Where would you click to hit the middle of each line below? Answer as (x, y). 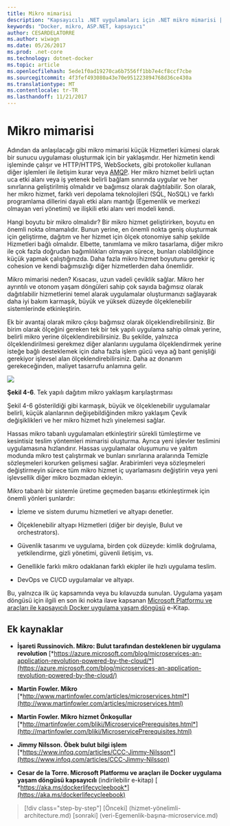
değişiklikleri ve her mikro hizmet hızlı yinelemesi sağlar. (87, 420)
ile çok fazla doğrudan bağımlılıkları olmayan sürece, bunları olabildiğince (111, 251)
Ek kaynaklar (35, 629)
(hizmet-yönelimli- (155, 808)
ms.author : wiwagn (33, 39)
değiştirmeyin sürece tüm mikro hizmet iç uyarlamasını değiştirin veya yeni (113, 470)
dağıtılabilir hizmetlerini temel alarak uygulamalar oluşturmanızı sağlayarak (112, 294)
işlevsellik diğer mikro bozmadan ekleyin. (65, 477)
